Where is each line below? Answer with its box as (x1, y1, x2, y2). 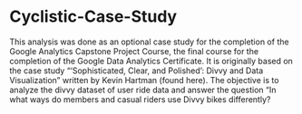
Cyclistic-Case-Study (9, 6, 178, 27)
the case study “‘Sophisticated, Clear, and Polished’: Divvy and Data (9, 65, 264, 76)
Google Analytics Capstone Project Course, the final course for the (9, 45, 259, 56)
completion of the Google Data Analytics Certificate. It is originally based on (9, 55, 293, 66)
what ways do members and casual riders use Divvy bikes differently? (9, 93, 271, 105)
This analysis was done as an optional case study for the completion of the (9, 36, 289, 47)
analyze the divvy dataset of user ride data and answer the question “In (9, 84, 277, 95)
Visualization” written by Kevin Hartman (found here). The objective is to (9, 74, 279, 85)
